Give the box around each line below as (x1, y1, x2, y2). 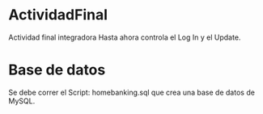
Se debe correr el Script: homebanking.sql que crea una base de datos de (8, 87, 255, 97)
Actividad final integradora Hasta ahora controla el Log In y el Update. (8, 32, 241, 42)
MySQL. (8, 95, 36, 106)
